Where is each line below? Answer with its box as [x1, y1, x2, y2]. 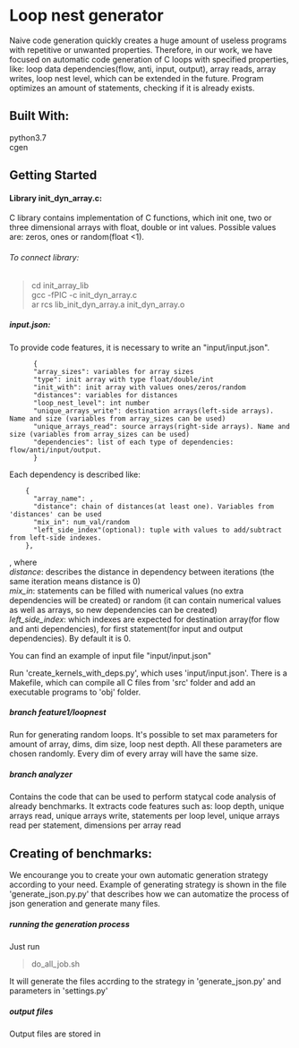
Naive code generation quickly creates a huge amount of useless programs [9, 35, 287, 46]
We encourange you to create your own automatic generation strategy [9, 870, 269, 881]
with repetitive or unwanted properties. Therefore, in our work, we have [9, 44, 273, 55]
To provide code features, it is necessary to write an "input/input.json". [9, 342, 270, 353]
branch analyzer [9, 769, 73, 780]
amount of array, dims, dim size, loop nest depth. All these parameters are [9, 739, 283, 750]
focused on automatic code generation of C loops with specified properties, [9, 54, 289, 64]
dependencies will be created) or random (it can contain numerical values [9, 594, 282, 605]
